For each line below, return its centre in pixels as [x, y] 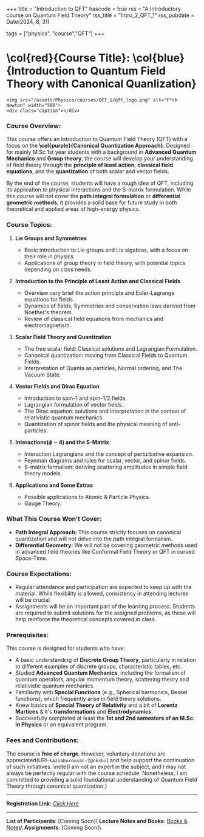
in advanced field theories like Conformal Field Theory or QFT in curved [105, 551]
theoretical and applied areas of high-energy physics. [73, 209]
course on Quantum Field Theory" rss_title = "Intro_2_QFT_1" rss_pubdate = [100, 15]
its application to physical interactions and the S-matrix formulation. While [99, 190]
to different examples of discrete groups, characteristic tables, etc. [98, 666]
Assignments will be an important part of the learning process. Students [105, 607]
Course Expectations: [39, 574]
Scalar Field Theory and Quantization [63, 337]
